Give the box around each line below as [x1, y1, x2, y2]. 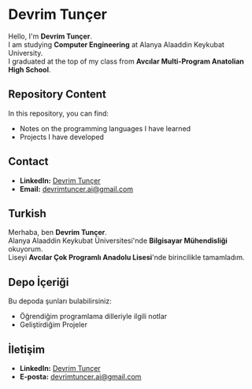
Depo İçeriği [8, 275, 69, 288]
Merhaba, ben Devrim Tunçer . [8, 228, 108, 237]
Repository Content [8, 88, 106, 101]
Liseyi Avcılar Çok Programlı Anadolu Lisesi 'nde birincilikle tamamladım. [8, 253, 245, 262]
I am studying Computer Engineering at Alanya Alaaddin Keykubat [8, 39, 224, 49]
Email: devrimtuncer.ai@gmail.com [19, 184, 134, 193]
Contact [8, 155, 49, 168]
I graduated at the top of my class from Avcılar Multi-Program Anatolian [8, 57, 244, 66]
